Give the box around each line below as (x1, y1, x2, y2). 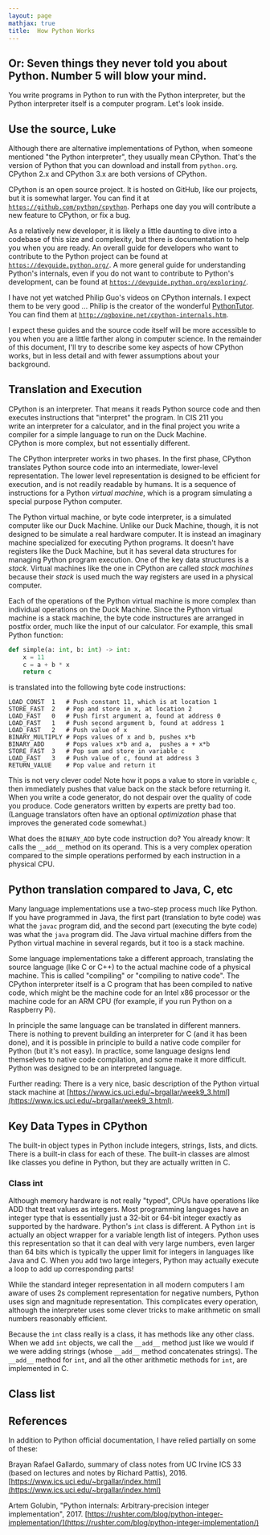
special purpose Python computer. (8, 496, 123, 506)
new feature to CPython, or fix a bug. (8, 211, 131, 219)
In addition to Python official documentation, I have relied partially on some (8, 1435, 256, 1445)
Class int (8, 1177, 43, 1189)
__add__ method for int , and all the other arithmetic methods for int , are (8, 1355, 247, 1365)
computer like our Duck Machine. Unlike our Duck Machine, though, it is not (8, 520, 259, 530)
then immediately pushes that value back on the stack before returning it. (8, 784, 251, 794)
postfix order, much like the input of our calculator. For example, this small (8, 621, 253, 631)
